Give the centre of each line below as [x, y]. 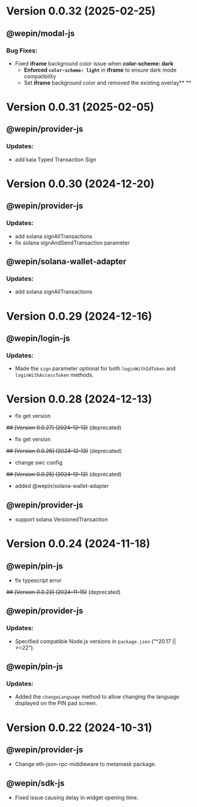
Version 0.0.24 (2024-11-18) [78, 544]
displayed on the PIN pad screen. [56, 703]
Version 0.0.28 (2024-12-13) [79, 399]
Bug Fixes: [22, 51]
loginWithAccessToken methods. [54, 375]
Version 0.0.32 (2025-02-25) [81, 11]
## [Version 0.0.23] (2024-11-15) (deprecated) [64, 592]
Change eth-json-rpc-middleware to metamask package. [86, 764]
